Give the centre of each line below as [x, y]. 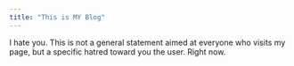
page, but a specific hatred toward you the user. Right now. [118, 51]
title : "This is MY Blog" [57, 17]
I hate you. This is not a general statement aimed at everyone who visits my [147, 42]
